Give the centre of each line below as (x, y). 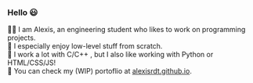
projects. (22, 38)
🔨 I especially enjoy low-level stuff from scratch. (85, 46)
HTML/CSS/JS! (32, 63)
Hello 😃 (23, 13)
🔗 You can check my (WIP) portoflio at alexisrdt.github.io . (100, 71)
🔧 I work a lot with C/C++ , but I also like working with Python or (110, 55)
